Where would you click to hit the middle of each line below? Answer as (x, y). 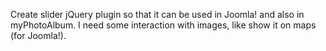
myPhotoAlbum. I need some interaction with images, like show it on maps (163, 25)
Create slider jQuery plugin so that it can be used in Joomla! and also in (157, 14)
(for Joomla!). (38, 35)
